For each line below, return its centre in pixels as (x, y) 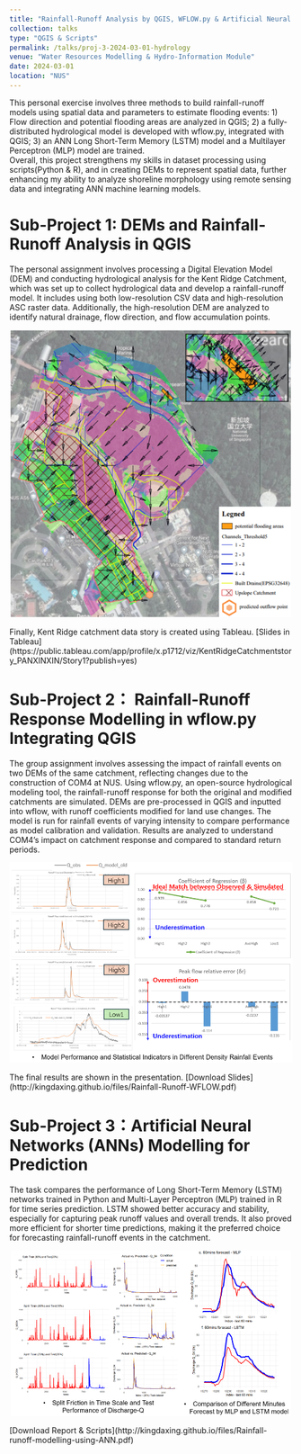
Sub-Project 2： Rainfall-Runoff (130, 700)
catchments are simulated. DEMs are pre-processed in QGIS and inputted (145, 802)
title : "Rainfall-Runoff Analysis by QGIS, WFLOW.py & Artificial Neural (150, 19)
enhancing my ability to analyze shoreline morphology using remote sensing (150, 179)
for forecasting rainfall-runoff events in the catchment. (110, 1238)
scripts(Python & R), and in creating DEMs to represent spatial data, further (148, 169)
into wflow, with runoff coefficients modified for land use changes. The (141, 811)
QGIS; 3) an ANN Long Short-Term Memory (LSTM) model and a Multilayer (147, 140)
